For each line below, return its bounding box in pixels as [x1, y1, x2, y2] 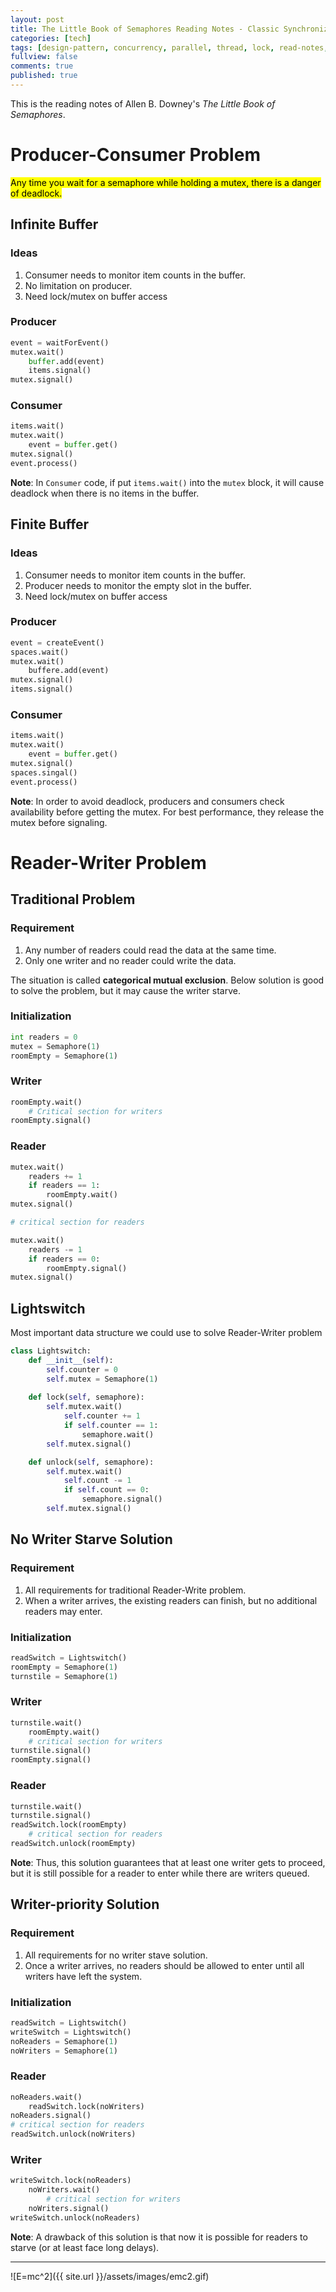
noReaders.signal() [10, 2111, 92, 2121]
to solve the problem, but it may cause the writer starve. [10, 984, 242, 996]
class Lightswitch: [10, 1346, 92, 1356]
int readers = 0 [10, 1032, 78, 1042]
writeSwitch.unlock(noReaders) [10, 2212, 141, 2223]
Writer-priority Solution [10, 1896, 160, 1913]
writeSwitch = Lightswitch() [10, 2027, 132, 2037]
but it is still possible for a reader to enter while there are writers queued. [10, 1867, 310, 1879]
